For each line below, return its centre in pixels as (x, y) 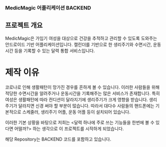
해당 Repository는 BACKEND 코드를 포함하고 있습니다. (58, 139)
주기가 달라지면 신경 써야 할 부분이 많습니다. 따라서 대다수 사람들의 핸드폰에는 (80, 105)
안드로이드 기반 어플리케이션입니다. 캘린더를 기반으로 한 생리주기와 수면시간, (79, 44)
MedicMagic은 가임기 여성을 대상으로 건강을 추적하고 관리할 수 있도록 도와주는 (81, 38)
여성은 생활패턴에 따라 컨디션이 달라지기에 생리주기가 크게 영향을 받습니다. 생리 (81, 99)
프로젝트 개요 (24, 25)
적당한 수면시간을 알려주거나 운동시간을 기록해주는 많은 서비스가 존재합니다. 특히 (83, 93)
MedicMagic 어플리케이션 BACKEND (48, 7)
